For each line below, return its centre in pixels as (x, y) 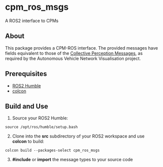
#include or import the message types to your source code (72, 160)
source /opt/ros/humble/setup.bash (41, 127)
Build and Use (27, 106)
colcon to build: (28, 141)
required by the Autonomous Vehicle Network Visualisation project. (73, 58)
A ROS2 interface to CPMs (32, 21)
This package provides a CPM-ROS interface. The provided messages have (81, 48)
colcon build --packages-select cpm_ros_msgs (52, 151)
